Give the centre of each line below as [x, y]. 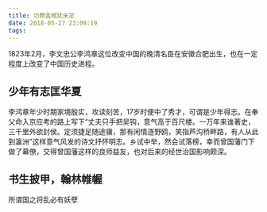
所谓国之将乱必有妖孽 [43, 200]
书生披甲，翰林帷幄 [55, 179]
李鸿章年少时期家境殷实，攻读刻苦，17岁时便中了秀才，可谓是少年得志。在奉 [133, 112]
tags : [17, 30]
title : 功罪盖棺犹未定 [42, 15]
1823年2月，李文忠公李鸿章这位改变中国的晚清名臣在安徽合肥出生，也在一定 [133, 54]
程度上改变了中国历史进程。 [54, 64]
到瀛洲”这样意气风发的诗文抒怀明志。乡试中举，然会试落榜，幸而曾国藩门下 [132, 142]
